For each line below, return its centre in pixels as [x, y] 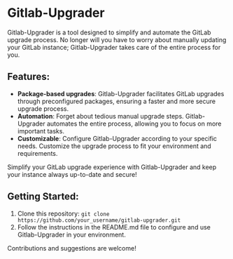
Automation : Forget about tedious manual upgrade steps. [100, 116]
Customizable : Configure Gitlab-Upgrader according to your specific [117, 138]
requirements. [37, 153]
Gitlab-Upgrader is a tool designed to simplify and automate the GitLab [109, 32]
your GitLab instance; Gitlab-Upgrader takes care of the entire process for [114, 47]
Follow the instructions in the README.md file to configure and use [114, 227]
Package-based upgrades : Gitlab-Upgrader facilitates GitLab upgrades [121, 93]
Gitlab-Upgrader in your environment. [71, 234]
